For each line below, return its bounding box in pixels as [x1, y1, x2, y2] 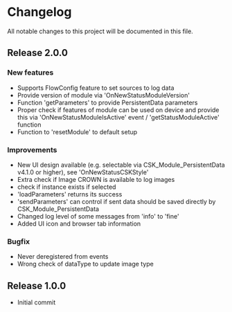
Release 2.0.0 [7, 47, 68, 59]
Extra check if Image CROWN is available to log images [17, 175, 175, 183]
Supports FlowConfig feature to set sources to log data [17, 84, 175, 92]
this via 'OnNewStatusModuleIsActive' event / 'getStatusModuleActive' [17, 113, 220, 121]
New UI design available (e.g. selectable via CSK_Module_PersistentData [17, 160, 225, 169]
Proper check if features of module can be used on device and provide [17, 105, 220, 114]
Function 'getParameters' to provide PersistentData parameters [17, 98, 198, 107]
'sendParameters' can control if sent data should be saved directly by [17, 197, 216, 205]
